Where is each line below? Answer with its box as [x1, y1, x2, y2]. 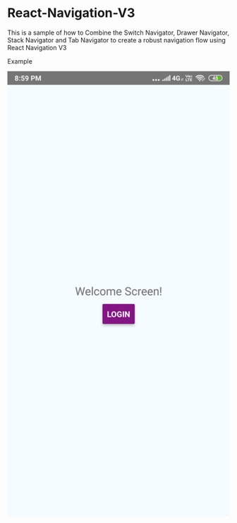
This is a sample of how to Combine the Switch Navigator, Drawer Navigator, [7, 28, 229, 37]
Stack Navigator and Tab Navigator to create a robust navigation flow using [7, 35, 226, 44]
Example [7, 57, 33, 65]
